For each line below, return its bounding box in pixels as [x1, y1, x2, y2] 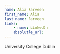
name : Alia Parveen [4, 7, 44, 12]
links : [4, 21, 18, 26]
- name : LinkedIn [13, 26, 48, 30]
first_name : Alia [4, 12, 40, 17]
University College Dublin [4, 44, 55, 49]
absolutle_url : [13, 30, 44, 35]
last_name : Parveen [4, 16, 44, 21]
